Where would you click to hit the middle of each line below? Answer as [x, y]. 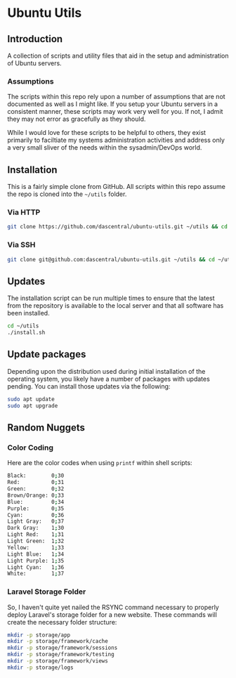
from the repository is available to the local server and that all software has [116, 306]
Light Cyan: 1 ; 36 [36, 567]
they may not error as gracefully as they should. [77, 119]
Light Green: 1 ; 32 [36, 541]
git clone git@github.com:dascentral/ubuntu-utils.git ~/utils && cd [111, 259]
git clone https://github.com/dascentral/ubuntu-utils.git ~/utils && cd [118, 227]
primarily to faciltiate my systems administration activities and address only [116, 140]
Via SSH [21, 245]
